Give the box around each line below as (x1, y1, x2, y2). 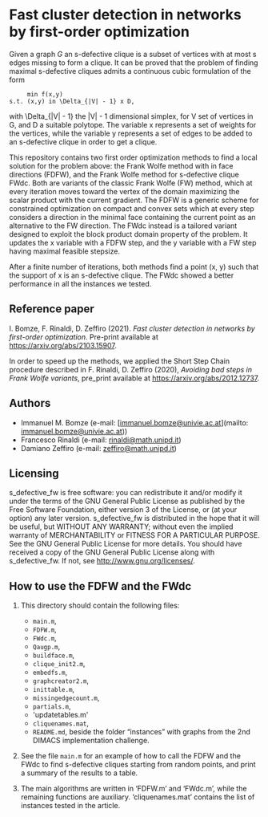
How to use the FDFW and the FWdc (9, 579, 192, 593)
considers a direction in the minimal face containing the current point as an (9, 212, 256, 222)
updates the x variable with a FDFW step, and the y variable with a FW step (9, 238, 257, 247)
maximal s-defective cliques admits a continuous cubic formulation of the (9, 66, 251, 75)
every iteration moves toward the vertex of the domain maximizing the (9, 186, 240, 196)
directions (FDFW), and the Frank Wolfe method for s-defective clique (9, 169, 239, 179)
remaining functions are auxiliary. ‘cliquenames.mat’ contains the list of (20, 792, 255, 802)
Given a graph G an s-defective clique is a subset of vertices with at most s (9, 49, 257, 59)
